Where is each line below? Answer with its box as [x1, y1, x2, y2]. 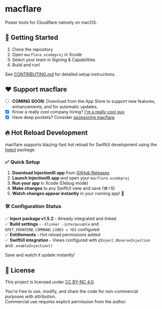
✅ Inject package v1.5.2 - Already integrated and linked [5, 216, 117, 222]
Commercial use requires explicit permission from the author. [5, 298, 127, 304]
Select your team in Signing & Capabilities [12, 57, 96, 63]
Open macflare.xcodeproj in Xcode [12, 51, 82, 57]
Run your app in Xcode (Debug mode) [12, 180, 88, 186]
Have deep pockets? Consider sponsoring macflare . [12, 114, 116, 120]
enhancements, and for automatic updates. [12, 103, 98, 110]
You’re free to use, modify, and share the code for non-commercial [5, 288, 138, 294]
